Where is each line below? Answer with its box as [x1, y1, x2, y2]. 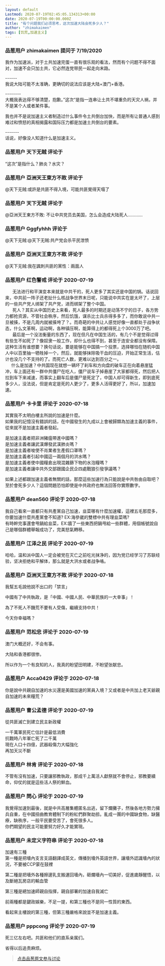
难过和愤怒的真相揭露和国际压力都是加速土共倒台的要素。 [5, 119, 121, 125]
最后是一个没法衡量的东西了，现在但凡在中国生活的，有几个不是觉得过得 [12, 332, 159, 338]
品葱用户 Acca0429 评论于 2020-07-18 [5, 675, 99, 682]
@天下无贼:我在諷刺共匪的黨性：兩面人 [5, 263, 84, 269]
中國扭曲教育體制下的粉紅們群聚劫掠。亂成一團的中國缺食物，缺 [26, 811, 156, 817]
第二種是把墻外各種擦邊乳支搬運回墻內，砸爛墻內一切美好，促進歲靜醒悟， [5, 872, 156, 878]
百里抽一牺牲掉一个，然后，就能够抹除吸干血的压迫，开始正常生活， [18, 350, 156, 356]
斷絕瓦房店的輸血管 [9, 878, 48, 884]
